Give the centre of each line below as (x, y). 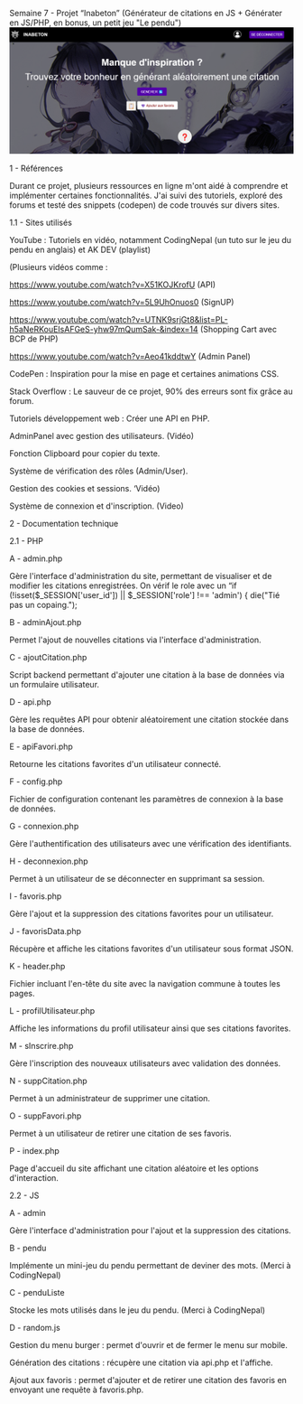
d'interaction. (34, 1177)
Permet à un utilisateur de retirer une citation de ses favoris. (120, 1133)
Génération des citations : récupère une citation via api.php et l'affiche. (141, 1362)
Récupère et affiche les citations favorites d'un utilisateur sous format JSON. (151, 949)
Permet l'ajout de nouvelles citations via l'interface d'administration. (135, 640)
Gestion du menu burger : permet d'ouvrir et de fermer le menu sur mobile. (149, 1344)
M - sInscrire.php (41, 1045)
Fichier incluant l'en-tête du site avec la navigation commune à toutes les (145, 983)
